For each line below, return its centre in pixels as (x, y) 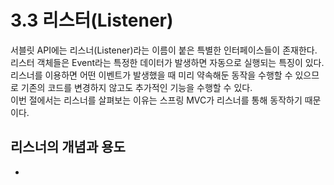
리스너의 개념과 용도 (68, 147)
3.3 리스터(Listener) (92, 20)
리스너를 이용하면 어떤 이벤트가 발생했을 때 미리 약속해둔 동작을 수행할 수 (151, 75)
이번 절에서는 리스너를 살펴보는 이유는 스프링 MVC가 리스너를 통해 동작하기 (156, 100)
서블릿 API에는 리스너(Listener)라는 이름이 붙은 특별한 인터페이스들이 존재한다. (164, 50)
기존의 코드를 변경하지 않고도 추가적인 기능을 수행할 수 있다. (136, 87)
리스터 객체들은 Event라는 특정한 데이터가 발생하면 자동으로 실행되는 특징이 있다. (167, 62)
